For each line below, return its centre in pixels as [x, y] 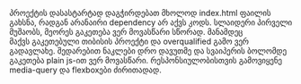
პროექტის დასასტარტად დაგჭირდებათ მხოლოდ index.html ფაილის [140, 13]
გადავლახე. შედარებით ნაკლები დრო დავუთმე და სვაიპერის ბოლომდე [148, 51]
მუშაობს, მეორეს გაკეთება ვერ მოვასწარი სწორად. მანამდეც [126, 32]
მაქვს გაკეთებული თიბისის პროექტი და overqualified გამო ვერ [129, 41]
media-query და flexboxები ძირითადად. [85, 70]
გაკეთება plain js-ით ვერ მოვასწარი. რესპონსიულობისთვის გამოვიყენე [146, 60]
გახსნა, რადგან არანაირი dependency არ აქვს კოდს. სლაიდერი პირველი [151, 22]
